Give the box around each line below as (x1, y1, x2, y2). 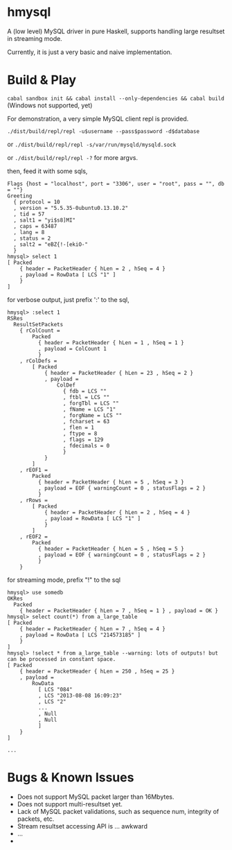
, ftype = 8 (62, 430, 98, 437)
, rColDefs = (19, 357, 57, 364)
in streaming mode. (7, 34, 62, 42)
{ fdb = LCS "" (62, 387, 107, 395)
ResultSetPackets (13, 321, 64, 328)
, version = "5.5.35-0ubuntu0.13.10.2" (13, 204, 129, 211)
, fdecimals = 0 (62, 442, 110, 449)
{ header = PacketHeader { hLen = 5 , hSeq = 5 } (37, 545, 185, 552)
